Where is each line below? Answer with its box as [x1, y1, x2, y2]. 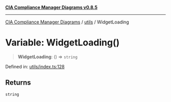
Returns [5, 79, 32, 87]
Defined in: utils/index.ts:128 [5, 63, 65, 69]
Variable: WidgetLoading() [5, 37, 120, 48]
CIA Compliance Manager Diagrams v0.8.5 [5, 5, 98, 10]
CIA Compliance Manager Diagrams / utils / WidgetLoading [5, 19, 129, 25]
